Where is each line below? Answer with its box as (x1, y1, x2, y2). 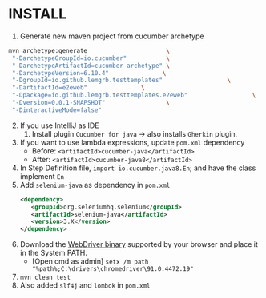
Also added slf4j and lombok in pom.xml (19, 280, 151, 290)
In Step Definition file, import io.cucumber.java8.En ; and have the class (19, 163, 256, 173)
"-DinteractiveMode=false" (11, 105, 103, 114)
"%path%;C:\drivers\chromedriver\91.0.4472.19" (31, 265, 194, 273)
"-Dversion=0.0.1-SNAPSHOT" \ (11, 99, 171, 107)
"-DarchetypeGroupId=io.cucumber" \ (11, 54, 171, 62)
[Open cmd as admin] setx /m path (31, 256, 149, 266)
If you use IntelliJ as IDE (19, 121, 99, 130)
